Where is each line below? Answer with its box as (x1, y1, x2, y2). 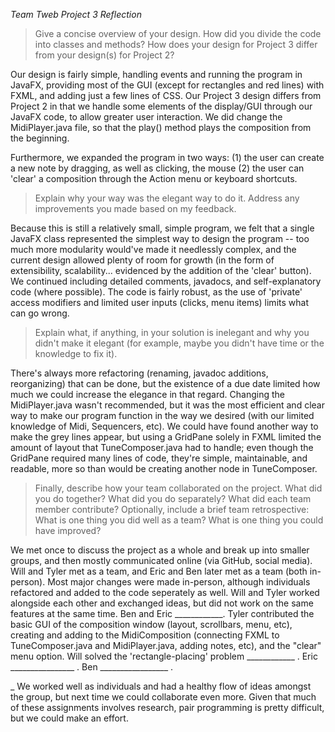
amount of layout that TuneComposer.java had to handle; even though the (10, 442, 314, 453)
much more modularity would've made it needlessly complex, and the (10, 244, 297, 255)
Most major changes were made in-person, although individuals (47, 576, 311, 588)
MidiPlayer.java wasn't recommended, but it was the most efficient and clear (10, 399, 325, 411)
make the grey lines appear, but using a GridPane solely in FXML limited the (10, 431, 322, 443)
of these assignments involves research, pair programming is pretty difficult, (10, 702, 325, 713)
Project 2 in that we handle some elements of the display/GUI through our (10, 100, 313, 112)
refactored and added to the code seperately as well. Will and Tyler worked (10, 587, 320, 598)
